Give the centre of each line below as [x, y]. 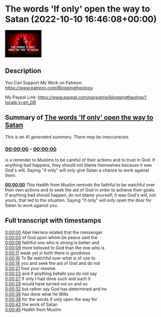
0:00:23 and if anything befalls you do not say [51, 273]
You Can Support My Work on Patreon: [44, 82]
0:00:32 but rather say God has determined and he [56, 289]
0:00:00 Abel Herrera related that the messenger [54, 232]
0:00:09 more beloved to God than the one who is [55, 248]
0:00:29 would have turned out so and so [46, 284]
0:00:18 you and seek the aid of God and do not [53, 263]
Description [23, 71]
